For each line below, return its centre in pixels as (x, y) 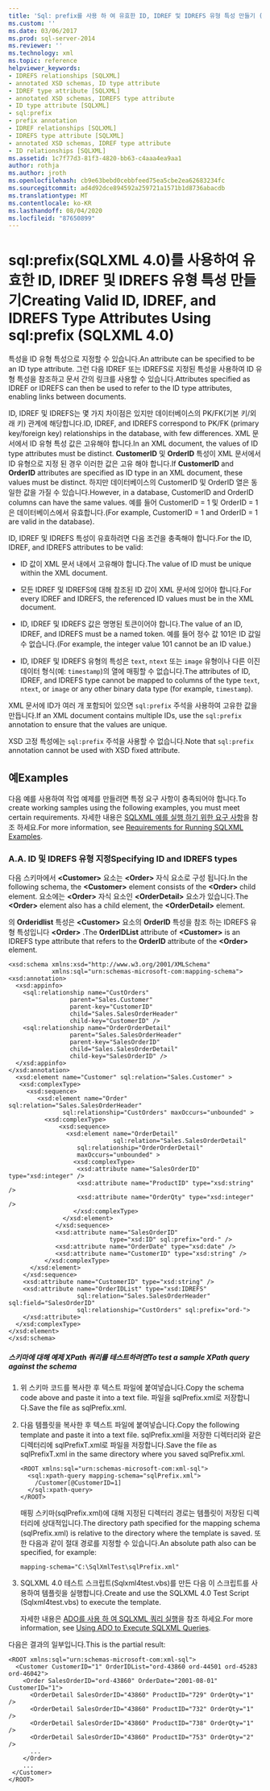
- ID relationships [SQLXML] (57, 151)
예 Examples (38, 777)
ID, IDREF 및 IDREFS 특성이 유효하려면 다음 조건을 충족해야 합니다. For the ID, (130, 538)
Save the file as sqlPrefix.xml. (78, 1408)
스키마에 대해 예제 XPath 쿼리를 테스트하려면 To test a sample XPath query (129, 1357)
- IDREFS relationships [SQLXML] (64, 76)
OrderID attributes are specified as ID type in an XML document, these (126, 473)
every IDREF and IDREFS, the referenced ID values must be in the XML (137, 599)
